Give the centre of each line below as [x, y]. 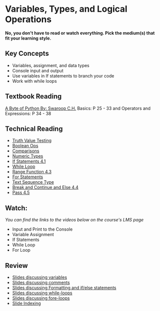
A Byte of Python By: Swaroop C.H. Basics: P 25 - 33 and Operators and [78, 108]
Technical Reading [34, 129]
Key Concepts [27, 54]
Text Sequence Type [33, 182]
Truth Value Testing [32, 141]
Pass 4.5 [21, 192]
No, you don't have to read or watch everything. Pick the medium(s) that [80, 33]
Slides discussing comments [41, 282]
